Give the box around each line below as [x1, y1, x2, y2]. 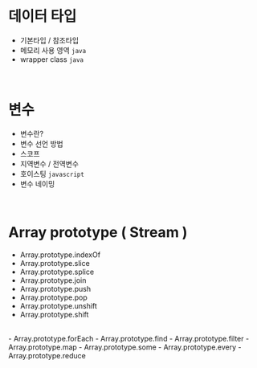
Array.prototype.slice [19, 258, 90, 268]
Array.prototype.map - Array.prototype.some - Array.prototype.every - [8, 342, 242, 352]
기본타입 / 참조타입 [19, 35, 79, 45]
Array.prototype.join [19, 275, 87, 285]
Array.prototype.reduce [8, 350, 86, 360]
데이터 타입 [8, 7, 77, 26]
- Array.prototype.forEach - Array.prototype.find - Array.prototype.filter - [8, 333, 250, 343]
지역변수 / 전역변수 [19, 158, 79, 169]
